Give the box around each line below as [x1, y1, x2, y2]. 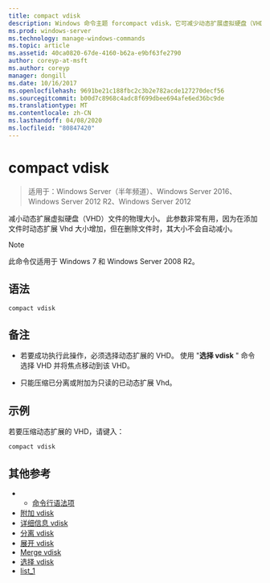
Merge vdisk [19, 547, 62, 556]
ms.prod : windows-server [8, 27, 92, 35]
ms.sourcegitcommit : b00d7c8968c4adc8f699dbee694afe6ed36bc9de [8, 94, 225, 102]
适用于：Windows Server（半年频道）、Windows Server [27, 186, 212, 196]
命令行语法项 [31, 498, 75, 507]
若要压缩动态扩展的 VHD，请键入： [8, 427, 125, 436]
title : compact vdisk [8, 11, 81, 20]
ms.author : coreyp [8, 64, 70, 72]
